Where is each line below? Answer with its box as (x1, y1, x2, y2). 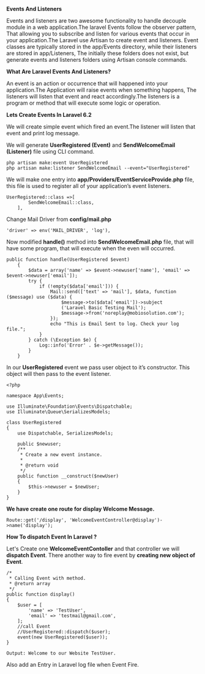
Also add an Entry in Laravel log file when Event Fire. (6, 661, 140, 668)
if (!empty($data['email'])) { (39, 283, 119, 290)
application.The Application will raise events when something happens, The (6, 86, 197, 94)
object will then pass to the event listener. (6, 370, 111, 377)
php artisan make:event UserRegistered (6, 160, 108, 166)
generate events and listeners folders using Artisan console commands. (6, 56, 188, 63)
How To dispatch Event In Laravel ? (6, 533, 97, 541)
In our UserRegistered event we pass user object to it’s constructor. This (6, 364, 190, 371)
